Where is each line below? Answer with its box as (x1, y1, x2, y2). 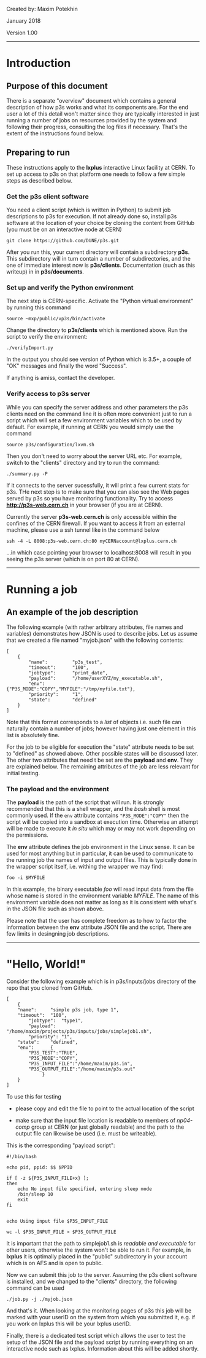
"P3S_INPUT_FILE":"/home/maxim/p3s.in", (28, 1060, 133, 1067)
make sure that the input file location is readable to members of (15, 1116, 176, 1124)
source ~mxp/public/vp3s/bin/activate (6, 316, 105, 322)
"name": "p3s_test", (28, 659, 103, 665)
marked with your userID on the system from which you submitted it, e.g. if (6, 1313, 196, 1320)
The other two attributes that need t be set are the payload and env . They (6, 756, 193, 764)
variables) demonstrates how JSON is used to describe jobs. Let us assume (6, 630, 198, 637)
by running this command (6, 304, 71, 311)
